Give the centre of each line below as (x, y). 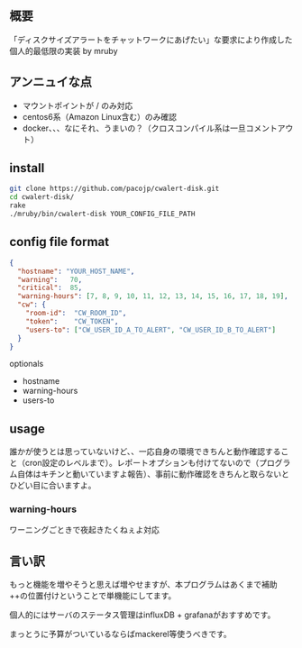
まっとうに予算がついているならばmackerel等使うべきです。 (120, 634)
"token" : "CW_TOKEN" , (72, 321)
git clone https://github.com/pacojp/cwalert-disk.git (114, 189)
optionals (27, 364)
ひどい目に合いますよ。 (53, 486)
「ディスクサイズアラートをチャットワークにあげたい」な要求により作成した (151, 40)
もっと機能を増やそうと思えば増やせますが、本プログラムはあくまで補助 (143, 585)
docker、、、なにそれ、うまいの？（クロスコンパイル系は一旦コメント (150, 128)
